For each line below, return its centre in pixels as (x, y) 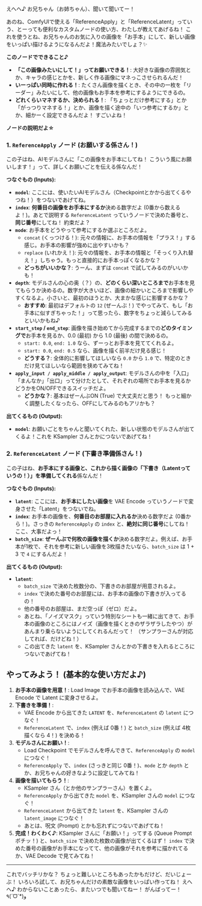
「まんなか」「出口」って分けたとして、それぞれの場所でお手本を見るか (103, 381)
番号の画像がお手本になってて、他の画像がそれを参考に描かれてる (107, 848)
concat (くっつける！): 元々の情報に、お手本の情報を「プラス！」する (110, 238)
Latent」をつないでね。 (70, 509)
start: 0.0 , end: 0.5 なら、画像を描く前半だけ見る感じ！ (95, 351)
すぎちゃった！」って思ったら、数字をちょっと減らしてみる (118, 313)
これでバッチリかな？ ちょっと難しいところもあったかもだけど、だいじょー (99, 874)
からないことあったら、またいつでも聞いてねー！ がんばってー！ (102, 889)
